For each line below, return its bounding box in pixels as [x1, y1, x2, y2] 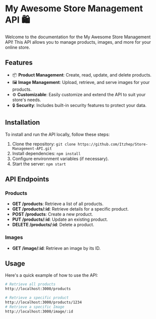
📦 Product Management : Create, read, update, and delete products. [12, 72, 152, 78]
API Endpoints [5, 175, 49, 183]
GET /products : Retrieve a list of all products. [12, 201, 104, 207]
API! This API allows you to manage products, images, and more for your [5, 39, 151, 45]
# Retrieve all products [5, 282, 56, 287]
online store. [5, 44, 30, 50]
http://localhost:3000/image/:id [5, 309, 73, 314]
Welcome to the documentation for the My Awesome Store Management [5, 34, 151, 40]
